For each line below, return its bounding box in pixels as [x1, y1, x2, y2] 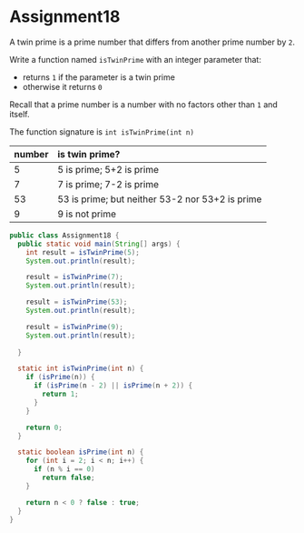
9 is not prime [57, 207, 116, 220]
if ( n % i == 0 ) [33, 465, 95, 474]
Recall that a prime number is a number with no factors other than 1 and [9, 98, 279, 110]
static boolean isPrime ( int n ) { [17, 448, 144, 457]
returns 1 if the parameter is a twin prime [22, 71, 175, 83]
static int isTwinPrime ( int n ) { [17, 364, 144, 374]
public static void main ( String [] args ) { [17, 239, 181, 248]
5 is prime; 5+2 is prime [57, 163, 159, 176]
